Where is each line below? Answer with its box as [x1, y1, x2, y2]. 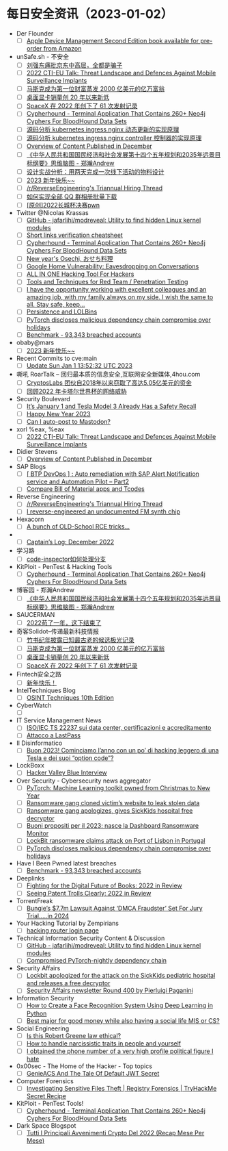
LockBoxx [16, 761, 45, 770]
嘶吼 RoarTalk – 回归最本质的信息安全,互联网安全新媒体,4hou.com [16, 370, 201, 378]
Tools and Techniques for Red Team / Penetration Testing [26, 278, 188, 286]
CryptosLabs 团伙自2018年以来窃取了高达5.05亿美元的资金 [26, 378, 193, 387]
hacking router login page [26, 926, 100, 935]
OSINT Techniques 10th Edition [26, 694, 114, 702]
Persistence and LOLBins [26, 307, 98, 316]
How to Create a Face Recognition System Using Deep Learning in [26, 1001, 213, 1010]
